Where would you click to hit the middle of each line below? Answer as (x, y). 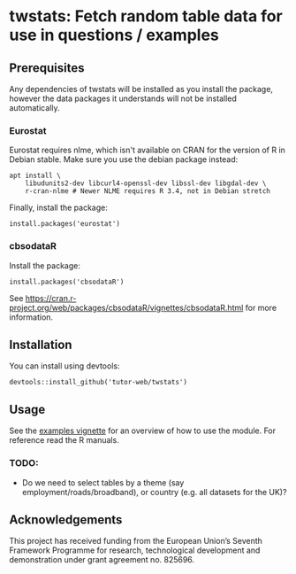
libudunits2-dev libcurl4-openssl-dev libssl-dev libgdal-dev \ (146, 183)
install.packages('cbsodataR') (67, 282)
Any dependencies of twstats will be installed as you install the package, (141, 89)
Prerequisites (47, 68)
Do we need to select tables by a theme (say (103, 482)
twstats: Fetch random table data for (146, 16)
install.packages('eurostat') (65, 224)
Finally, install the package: (58, 208)
